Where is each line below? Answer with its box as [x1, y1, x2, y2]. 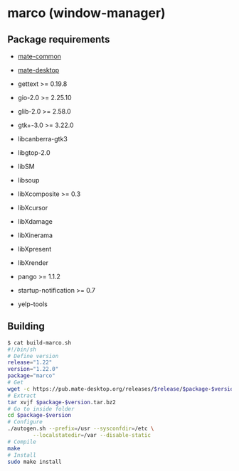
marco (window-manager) [7, 5, 166, 21]
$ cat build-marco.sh [7, 339, 72, 346]
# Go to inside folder [7, 405, 75, 413]
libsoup [17, 176, 40, 184]
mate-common [17, 52, 62, 60]
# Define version [7, 352, 59, 359]
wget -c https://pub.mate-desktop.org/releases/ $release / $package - [7, 385, 212, 392]
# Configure [7, 418, 43, 426]
